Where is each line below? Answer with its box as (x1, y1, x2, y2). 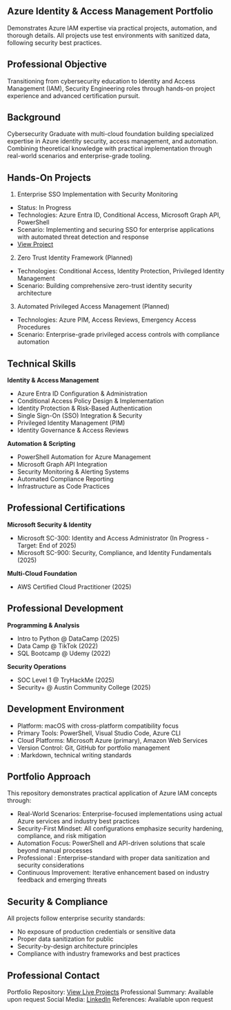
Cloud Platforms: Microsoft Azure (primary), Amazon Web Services (17, 736, 208, 744)
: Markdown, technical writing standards (17, 750, 132, 759)
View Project (17, 240, 54, 249)
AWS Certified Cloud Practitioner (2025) (17, 583, 132, 591)
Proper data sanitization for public (17, 935, 114, 943)
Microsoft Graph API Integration (17, 460, 108, 469)
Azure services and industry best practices (17, 817, 140, 826)
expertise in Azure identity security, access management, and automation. (7, 137, 219, 146)
